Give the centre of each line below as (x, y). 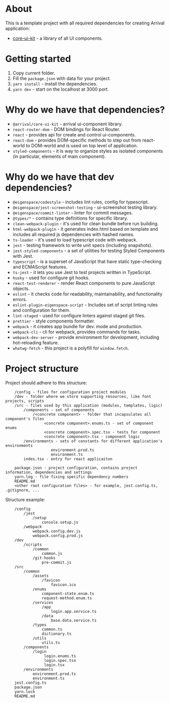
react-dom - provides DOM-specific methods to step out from (77, 140)
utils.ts (51, 642)
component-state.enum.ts (68, 593)
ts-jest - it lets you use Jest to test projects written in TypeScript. (82, 272)
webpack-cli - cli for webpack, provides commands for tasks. (77, 332)
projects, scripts (25, 401)
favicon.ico (63, 585)
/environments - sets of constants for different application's (93, 441)
